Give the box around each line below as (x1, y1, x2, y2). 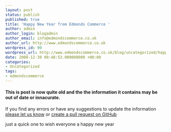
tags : (5, 69, 17, 74)
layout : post (5, 7, 33, 13)
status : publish (5, 12, 40, 17)
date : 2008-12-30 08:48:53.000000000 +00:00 (5, 54, 101, 60)
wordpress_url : (5, 50, 38, 55)
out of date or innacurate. (5, 94, 61, 101)
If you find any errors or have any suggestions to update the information (5, 106, 156, 112)
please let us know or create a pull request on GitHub (5, 111, 117, 117)
